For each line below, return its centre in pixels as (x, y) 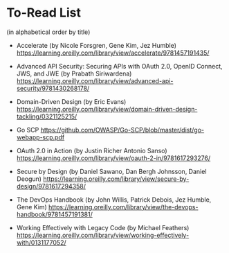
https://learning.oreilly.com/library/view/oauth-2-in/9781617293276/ (113, 158)
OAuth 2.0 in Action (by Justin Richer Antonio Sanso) (92, 150)
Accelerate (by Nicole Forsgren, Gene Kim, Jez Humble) (97, 45)
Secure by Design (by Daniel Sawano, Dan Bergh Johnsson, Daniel (111, 171)
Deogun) (29, 179)
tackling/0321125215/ (47, 116)
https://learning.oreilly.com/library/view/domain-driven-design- (107, 109)
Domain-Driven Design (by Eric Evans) (71, 101)
